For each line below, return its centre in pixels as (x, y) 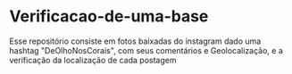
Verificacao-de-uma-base (109, 16)
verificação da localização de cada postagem (93, 60)
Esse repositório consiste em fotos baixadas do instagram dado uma (135, 41)
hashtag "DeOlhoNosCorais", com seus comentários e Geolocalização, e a (146, 50)
